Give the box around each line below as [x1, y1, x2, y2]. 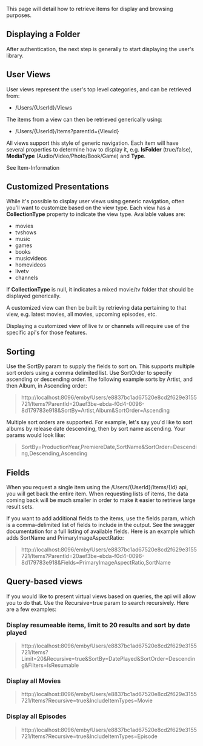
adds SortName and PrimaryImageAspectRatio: [6, 534, 124, 542]
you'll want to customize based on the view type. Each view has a [6, 204, 171, 212]
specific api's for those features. [6, 329, 87, 336]
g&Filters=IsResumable [21, 661, 79, 669]
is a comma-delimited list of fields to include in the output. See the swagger [6, 521, 195, 529]
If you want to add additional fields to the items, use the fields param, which [6, 515, 196, 522]
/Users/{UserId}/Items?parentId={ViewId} [15, 127, 119, 134]
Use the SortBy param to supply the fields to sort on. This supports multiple [6, 363, 195, 370]
